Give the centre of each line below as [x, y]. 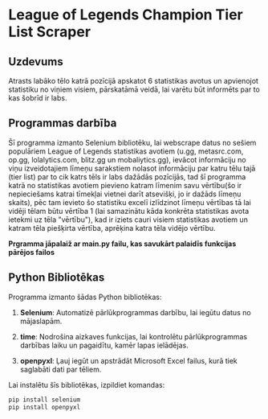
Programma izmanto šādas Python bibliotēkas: [85, 297]
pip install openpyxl [45, 407]
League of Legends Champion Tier [126, 15]
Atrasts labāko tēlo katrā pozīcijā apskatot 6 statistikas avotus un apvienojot [134, 81]
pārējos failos [31, 252]
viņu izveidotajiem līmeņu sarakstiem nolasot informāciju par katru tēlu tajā [132, 168]
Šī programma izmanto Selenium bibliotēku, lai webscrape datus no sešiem [132, 142]
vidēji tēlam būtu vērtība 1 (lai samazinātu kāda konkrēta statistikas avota [129, 211]
